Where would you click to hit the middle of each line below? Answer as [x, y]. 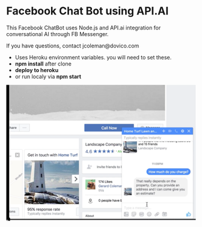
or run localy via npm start [48, 76]
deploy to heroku [37, 70]
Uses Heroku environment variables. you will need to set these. [93, 57]
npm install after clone [43, 64]
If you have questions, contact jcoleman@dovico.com [73, 46]
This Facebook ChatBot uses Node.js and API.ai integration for [84, 28]
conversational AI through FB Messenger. [57, 34]
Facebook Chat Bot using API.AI [87, 11]
